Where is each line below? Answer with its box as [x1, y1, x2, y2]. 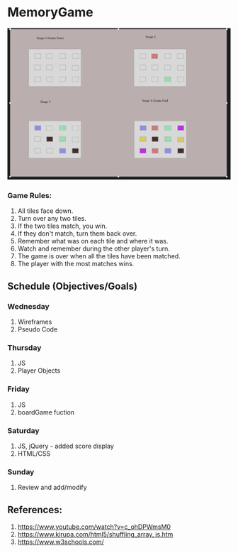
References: [7, 503, 62, 515]
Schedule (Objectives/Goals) [7, 280, 138, 292]
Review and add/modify [17, 483, 87, 492]
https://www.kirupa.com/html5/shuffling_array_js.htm [17, 530, 174, 538]
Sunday [7, 466, 35, 476]
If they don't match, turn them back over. [17, 229, 137, 238]
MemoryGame [7, 4, 93, 21]
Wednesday [7, 301, 50, 311]
